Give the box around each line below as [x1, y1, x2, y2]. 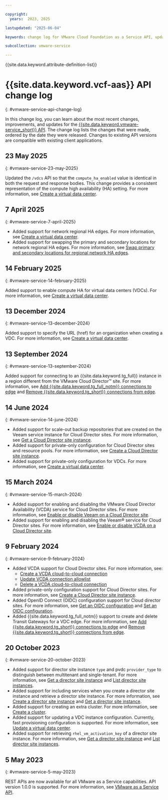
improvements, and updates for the [5, 121, 77, 128]
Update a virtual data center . [12, 725, 71, 731]
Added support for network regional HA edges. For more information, [12, 228, 155, 234]
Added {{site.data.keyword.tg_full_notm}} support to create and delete [12, 613, 158, 619]
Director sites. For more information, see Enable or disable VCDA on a [12, 522, 156, 528]
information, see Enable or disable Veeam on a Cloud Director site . [12, 511, 149, 517]
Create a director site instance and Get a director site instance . [12, 698, 142, 704]
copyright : [5, 12, 28, 17]
